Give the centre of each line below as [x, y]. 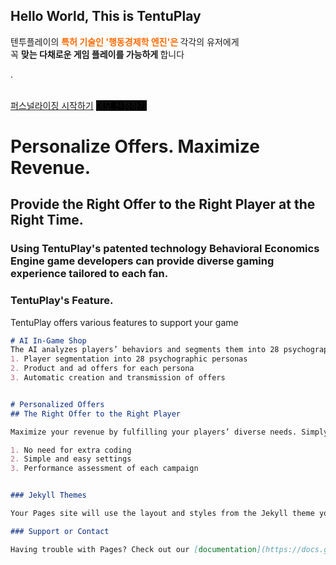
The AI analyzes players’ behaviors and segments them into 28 [145, 350]
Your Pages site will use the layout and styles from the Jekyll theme [162, 514]
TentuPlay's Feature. [62, 301]
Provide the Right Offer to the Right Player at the [163, 204]
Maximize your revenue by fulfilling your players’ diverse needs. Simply [169, 432]
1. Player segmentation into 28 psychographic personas [129, 359]
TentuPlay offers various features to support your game [124, 322]
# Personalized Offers [57, 404]
